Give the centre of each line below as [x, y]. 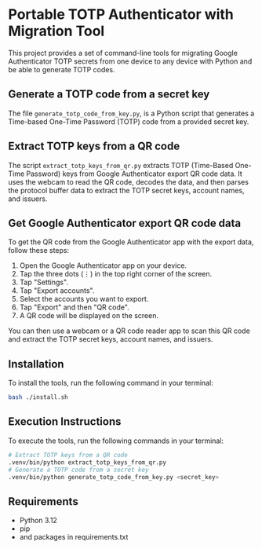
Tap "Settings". [44, 282]
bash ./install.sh [38, 397]
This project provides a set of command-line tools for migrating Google [123, 53]
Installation [36, 364]
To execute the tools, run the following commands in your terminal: [116, 441]
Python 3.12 [38, 521]
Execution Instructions [65, 422]
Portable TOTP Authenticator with [121, 15]
